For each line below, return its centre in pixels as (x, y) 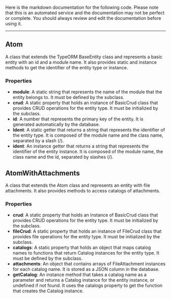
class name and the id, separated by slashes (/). (63, 157)
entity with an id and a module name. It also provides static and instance (81, 62)
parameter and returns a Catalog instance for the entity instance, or (83, 280)
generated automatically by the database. (56, 124)
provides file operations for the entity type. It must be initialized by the (86, 237)
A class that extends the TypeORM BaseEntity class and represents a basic (84, 57)
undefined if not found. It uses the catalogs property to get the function (88, 286)
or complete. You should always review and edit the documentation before (83, 18)
